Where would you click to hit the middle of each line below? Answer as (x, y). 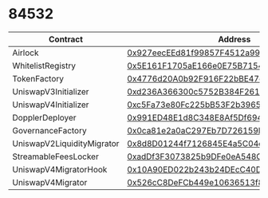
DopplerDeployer (45, 117)
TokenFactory (38, 78)
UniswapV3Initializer (51, 91)
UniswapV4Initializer (51, 105)
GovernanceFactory (49, 130)
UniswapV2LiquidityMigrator (66, 143)
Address (235, 39)
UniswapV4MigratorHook (60, 169)
